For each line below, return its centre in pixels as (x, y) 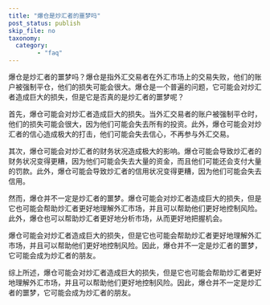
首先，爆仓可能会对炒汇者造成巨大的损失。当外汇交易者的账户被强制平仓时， (135, 114)
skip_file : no (32, 31)
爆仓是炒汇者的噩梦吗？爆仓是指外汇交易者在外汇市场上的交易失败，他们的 (131, 77)
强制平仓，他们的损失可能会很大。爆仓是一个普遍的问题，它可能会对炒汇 (142, 87)
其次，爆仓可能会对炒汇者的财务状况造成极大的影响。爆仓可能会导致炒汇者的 (135, 151)
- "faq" (50, 53)
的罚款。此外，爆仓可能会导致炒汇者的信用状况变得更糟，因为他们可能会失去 (135, 171)
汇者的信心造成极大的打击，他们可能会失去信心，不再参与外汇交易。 (121, 134)
